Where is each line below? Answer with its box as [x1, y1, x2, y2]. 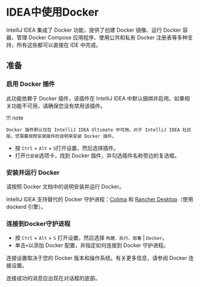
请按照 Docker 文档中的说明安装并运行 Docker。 [6, 183, 125, 190]
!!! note [6, 114, 24, 121]
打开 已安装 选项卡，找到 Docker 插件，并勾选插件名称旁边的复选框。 [14, 152, 180, 159]
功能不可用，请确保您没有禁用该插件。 [11, 102, 106, 109]
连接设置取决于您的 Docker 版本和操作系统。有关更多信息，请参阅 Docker [6, 255, 187, 262]
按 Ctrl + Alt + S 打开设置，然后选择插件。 [14, 144, 119, 151]
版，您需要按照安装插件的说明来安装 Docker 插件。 [6, 133, 117, 139]
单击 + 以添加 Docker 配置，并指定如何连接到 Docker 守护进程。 [14, 242, 169, 249]
